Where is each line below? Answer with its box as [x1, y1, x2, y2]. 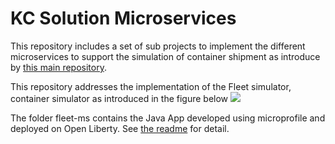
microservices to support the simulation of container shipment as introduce [10, 50, 321, 62]
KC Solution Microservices [10, 7, 237, 30]
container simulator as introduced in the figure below [10, 92, 229, 104]
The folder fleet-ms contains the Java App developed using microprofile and [10, 112, 326, 124]
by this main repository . [10, 61, 107, 73]
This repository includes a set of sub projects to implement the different [10, 40, 306, 52]
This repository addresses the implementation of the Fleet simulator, [10, 80, 292, 92]
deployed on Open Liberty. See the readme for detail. [10, 122, 230, 134]
